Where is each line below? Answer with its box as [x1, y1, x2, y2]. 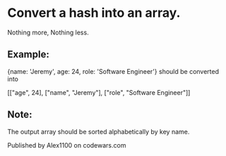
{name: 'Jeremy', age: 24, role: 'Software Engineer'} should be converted [7, 67, 220, 75]
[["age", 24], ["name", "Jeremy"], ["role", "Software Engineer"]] [7, 88, 191, 96]
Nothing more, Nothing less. [7, 28, 90, 37]
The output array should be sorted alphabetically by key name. [7, 127, 190, 136]
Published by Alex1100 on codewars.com [7, 141, 126, 149]
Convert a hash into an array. [7, 5, 181, 21]
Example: [7, 48, 49, 60]
